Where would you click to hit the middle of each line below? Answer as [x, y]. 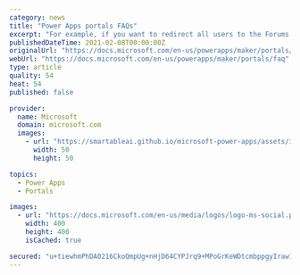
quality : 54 [31, 76]
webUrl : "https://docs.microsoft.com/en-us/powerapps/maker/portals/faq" [150, 59]
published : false [42, 92]
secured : [25, 256]
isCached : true [54, 240]
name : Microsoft [47, 117]
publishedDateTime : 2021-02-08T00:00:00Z [87, 42]
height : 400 [47, 232]
